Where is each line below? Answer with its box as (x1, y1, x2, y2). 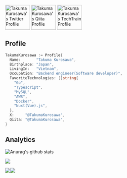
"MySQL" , (14, 89, 32, 94)
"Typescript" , (14, 85, 43, 90)
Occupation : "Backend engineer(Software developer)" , (9, 71, 123, 76)
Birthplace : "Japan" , (9, 62, 54, 67)
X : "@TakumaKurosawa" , (9, 113, 65, 118)
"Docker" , (14, 99, 35, 104)
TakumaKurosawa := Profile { (5, 53, 63, 58)
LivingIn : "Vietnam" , (9, 66, 58, 71)
